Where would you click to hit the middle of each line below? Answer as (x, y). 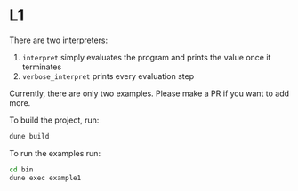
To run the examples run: (55, 153)
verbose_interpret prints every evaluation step (108, 76)
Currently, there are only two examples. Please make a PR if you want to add (149, 93)
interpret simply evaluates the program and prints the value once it (146, 57)
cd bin (21, 170)
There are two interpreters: (59, 40)
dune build (29, 136)
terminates (42, 67)
